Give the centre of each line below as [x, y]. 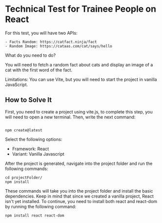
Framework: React [30, 149]
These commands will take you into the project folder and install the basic [79, 191]
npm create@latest [24, 130]
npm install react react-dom [35, 215]
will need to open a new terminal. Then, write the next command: [70, 117]
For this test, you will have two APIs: [41, 33]
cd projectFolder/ [24, 178]
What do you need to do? [30, 55]
